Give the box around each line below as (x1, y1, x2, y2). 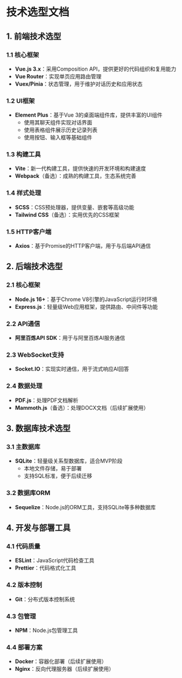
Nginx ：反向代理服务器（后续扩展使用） (14, 665, 114, 673)
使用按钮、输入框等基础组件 (23, 134, 93, 141)
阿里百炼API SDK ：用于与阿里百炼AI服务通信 (14, 335, 126, 342)
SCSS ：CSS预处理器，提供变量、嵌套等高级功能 (14, 203, 135, 211)
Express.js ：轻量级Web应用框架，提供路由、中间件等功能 (14, 303, 158, 310)
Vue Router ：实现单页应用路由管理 (14, 72, 102, 80)
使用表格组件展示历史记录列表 (23, 126, 98, 133)
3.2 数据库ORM (6, 489, 51, 497)
